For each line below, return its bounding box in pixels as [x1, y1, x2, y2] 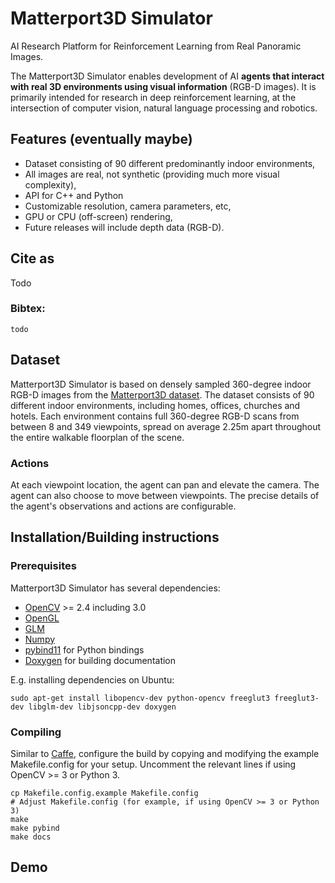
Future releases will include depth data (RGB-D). [24, 221, 225, 233]
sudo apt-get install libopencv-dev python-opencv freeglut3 [10, 693, 271, 703]
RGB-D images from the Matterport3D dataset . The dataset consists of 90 [10, 388, 315, 401]
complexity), [24, 178, 77, 191]
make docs [10, 832, 52, 842]
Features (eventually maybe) [10, 131, 193, 148]
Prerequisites [10, 559, 77, 573]
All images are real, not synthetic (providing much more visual [24, 168, 280, 180]
